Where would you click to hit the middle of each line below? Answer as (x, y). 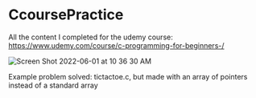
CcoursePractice (66, 15)
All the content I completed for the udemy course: (91, 37)
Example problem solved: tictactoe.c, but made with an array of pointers (128, 76)
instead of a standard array (53, 85)
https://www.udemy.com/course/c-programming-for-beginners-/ (116, 45)
